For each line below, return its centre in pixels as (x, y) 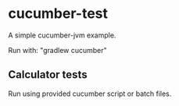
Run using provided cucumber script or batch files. (90, 94)
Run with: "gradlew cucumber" (57, 50)
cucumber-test (58, 14)
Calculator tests (48, 75)
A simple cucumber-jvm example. (62, 35)
